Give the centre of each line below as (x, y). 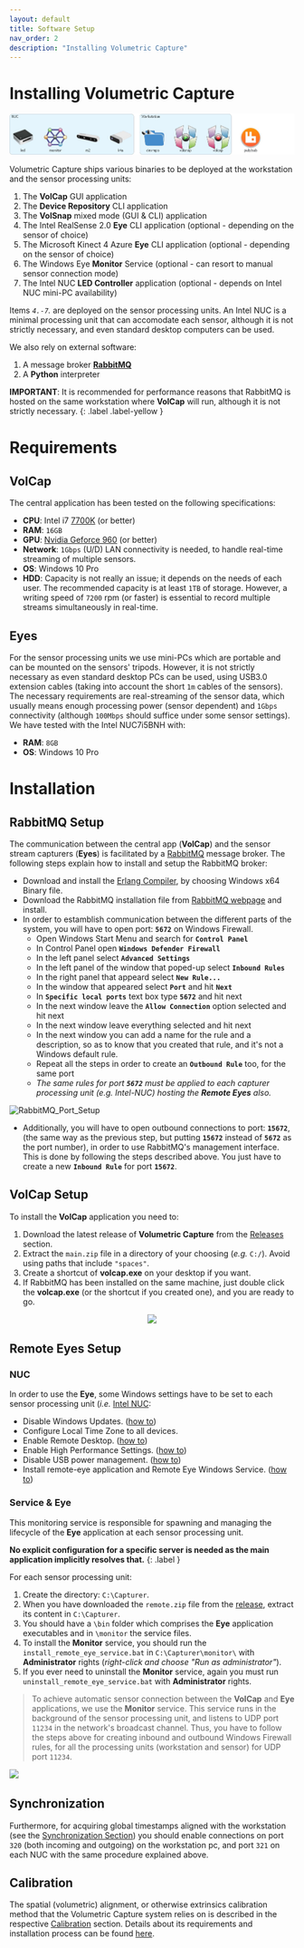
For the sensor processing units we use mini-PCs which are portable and (145, 657)
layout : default (40, 19)
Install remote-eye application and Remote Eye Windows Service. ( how (155, 1469)
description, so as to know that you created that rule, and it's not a (160, 1044)
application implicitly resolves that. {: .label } (95, 1559)
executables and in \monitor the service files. (107, 1633)
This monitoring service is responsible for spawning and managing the (141, 1522)
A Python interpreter (61, 374)
